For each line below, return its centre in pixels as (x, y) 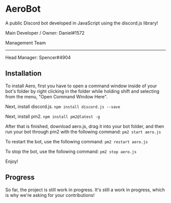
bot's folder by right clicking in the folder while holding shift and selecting (82, 91)
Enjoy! (12, 161)
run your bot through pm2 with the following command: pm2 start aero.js (83, 132)
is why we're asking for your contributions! (50, 195)
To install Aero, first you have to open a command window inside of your (81, 86)
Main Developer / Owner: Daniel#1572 (45, 33)
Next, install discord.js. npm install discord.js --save (63, 106)
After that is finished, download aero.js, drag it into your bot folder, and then (85, 126)
